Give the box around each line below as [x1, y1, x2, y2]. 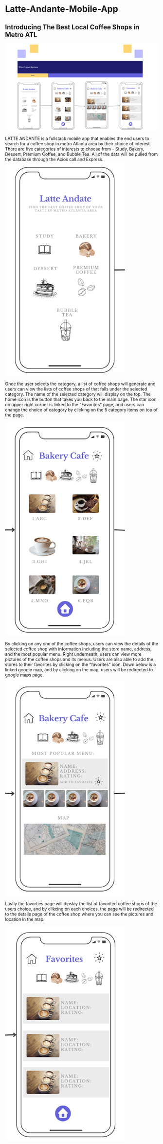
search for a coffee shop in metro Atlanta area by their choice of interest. [5, 140, 151, 146]
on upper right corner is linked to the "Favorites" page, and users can [5, 401, 145, 407]
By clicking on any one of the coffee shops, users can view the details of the [5, 641, 159, 646]
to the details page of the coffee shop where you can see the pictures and [5, 911, 154, 917]
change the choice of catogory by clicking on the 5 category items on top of [5, 407, 158, 412]
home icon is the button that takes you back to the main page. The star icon [5, 396, 157, 402]
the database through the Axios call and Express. [5, 156, 104, 162]
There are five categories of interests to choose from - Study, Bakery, [5, 146, 145, 152]
